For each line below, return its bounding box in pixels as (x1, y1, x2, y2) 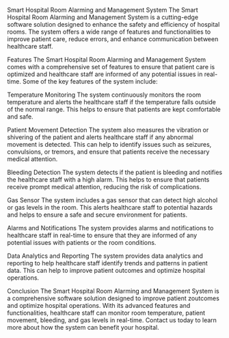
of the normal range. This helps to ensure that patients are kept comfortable (7, 106, 221, 113)
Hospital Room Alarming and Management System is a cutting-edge (7, 13, 199, 21)
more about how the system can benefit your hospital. (7, 324, 159, 331)
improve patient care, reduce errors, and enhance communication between (7, 35, 219, 43)
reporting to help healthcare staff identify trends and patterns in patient (7, 259, 208, 267)
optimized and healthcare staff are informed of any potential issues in (7, 70, 203, 78)
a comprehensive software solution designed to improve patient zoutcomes (7, 294, 220, 302)
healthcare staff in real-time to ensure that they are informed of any (7, 231, 198, 239)
